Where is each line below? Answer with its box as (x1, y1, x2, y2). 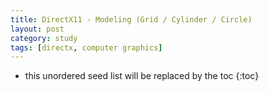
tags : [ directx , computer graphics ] (10, 42, 163, 53)
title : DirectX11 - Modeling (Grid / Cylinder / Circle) (10, 14, 253, 25)
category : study (10, 33, 78, 43)
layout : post (10, 24, 65, 34)
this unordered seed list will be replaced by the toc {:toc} (24, 70, 260, 82)
